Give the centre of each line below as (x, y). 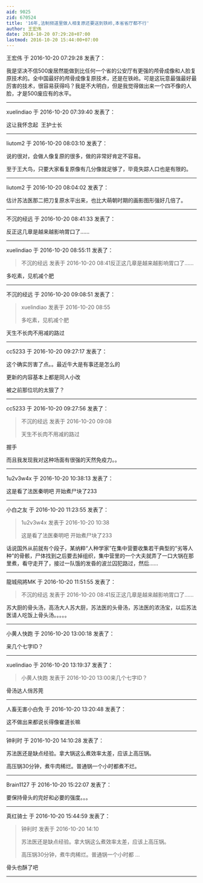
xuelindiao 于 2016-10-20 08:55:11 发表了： (60, 250)
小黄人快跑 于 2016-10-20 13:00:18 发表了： (60, 633)
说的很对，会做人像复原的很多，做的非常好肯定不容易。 (75, 156)
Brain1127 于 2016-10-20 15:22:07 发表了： (59, 784)
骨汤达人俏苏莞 (25, 691)
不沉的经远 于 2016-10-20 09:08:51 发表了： (61, 294)
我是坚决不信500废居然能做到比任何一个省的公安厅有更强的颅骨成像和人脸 (98, 71)
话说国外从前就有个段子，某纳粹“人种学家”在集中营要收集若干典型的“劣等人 (100, 548)
